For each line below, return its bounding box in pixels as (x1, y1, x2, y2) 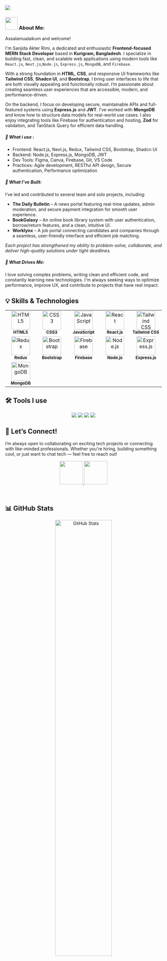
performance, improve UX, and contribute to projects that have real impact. (5, 282, 159, 288)
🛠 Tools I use (5, 397, 47, 405)
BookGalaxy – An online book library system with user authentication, (12, 217, 156, 223)
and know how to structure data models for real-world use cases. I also (5, 112, 152, 118)
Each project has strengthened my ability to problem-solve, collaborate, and (5, 242, 162, 248)
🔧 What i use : (5, 134, 34, 140)
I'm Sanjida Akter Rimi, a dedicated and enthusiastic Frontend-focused (5, 45, 152, 51)
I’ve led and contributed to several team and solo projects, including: (5, 191, 146, 198)
